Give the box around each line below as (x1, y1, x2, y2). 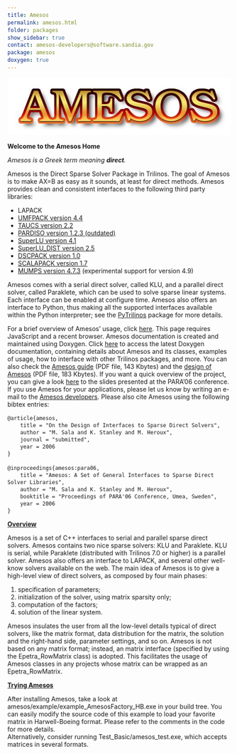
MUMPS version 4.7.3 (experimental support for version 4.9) (17, 266, 194, 275)
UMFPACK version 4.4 (17, 214, 83, 222)
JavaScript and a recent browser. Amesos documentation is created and (7, 332, 219, 340)
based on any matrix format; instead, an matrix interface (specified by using (7, 644, 229, 653)
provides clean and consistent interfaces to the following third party (7, 184, 206, 193)
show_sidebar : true (7, 34, 65, 41)
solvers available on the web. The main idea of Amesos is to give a (24, 563, 220, 572)
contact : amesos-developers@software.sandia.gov (7, 41, 154, 49)
